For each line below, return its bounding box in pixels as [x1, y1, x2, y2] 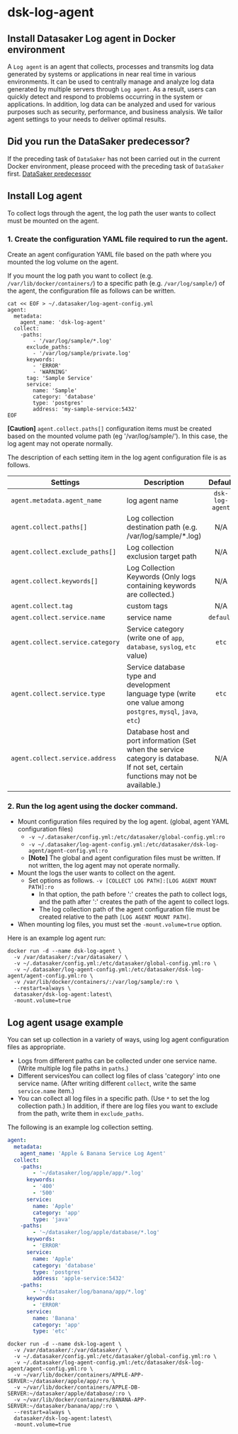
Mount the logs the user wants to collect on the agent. [17, 869, 176, 878]
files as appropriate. [7, 1043, 66, 1051]
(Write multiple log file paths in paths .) [17, 1064, 129, 1072]
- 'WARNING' [33, 368, 69, 376]
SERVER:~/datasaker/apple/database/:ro [7, 1390, 125, 1397]
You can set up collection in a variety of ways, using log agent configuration [7, 1036, 229, 1044]
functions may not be [126, 771, 198, 780]
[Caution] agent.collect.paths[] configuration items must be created [7, 424, 212, 432]
